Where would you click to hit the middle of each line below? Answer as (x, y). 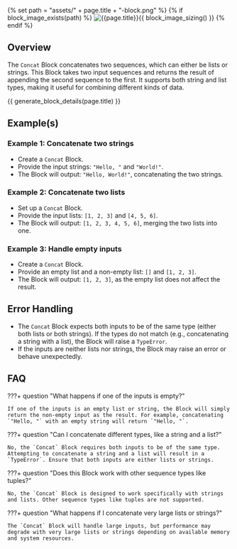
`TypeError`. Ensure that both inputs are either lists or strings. (111, 460)
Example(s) (33, 123)
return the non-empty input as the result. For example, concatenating (115, 415)
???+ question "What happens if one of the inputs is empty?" (96, 396)
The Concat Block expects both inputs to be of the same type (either (117, 326)
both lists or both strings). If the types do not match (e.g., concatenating (123, 333)
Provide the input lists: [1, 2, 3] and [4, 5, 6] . (88, 215)
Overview (29, 48)
